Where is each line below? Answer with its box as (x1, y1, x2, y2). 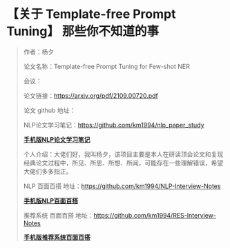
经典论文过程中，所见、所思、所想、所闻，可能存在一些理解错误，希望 (23, 158, 224, 167)
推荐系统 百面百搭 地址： (23, 211, 94, 219)
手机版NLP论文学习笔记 (23, 135, 90, 143)
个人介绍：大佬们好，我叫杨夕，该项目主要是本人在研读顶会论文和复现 (23, 149, 224, 158)
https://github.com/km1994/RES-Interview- (93, 211, 217, 219)
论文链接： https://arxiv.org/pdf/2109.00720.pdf (23, 91, 158, 100)
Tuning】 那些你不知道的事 (6, 23, 160, 39)
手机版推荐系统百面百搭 (23, 233, 90, 241)
